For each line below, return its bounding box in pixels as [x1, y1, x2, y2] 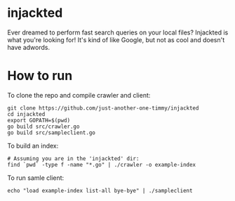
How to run [7, 68, 73, 84]
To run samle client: [7, 174, 65, 182]
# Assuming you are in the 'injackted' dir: [7, 155, 140, 162]
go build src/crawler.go [7, 123, 80, 130]
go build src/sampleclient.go [7, 129, 96, 136]
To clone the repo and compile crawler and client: [7, 91, 151, 99]
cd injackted [7, 110, 46, 117]
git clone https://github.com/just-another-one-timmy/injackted [7, 104, 199, 112]
